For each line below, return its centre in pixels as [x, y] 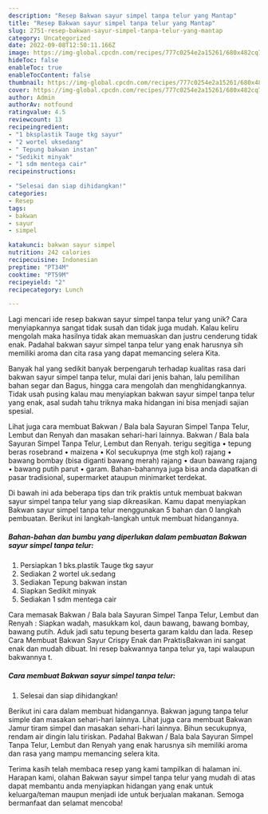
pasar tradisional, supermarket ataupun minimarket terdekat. [108, 478]
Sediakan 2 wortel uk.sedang [67, 574]
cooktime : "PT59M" [39, 275]
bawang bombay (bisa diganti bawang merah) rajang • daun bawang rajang [133, 461]
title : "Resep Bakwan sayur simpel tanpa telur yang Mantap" [112, 23]
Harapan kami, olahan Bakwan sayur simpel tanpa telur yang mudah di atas [132, 778]
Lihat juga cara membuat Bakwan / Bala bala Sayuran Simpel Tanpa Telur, [129, 427]
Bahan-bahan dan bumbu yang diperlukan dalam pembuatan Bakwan [128, 537]
